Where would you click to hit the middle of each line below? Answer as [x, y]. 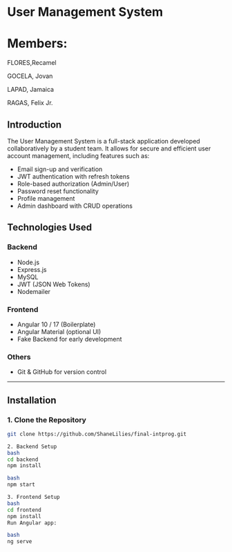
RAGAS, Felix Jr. [30, 103]
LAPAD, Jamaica [30, 90]
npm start [21, 485]
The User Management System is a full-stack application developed [104, 141]
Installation [32, 400]
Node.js [28, 262]
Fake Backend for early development [69, 339]
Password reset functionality [58, 191]
